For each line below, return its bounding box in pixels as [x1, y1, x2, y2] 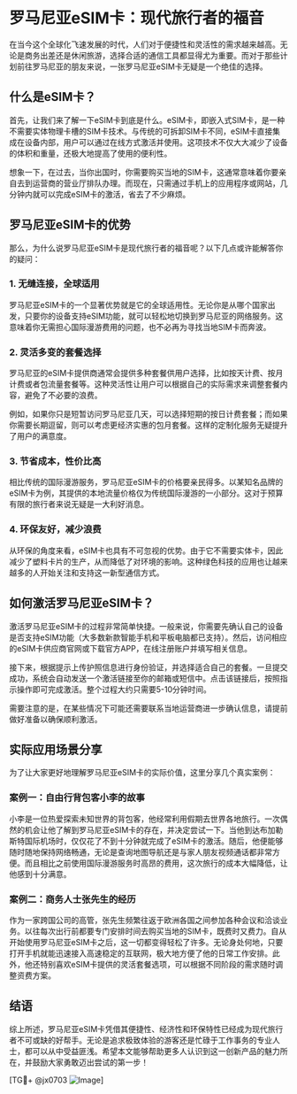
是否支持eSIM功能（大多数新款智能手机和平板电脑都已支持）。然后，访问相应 [9, 632, 287, 643]
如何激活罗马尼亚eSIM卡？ [9, 596, 155, 611]
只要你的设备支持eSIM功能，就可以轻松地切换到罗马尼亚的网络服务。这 [24, 311, 284, 321]
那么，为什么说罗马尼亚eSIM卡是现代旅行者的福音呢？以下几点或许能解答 [9, 243, 276, 253]
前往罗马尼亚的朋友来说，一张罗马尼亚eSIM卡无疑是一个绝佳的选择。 [16, 61, 268, 72]
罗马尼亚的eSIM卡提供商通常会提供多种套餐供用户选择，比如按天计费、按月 [9, 368, 284, 379]
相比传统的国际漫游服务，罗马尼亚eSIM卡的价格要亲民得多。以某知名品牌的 [9, 477, 284, 488]
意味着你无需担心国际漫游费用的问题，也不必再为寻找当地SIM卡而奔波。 [9, 321, 271, 332]
